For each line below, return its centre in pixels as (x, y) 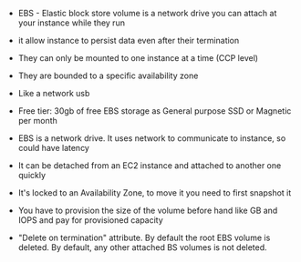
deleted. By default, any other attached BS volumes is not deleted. (142, 247)
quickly (32, 175)
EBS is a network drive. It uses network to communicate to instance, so (152, 138)
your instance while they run (72, 23)
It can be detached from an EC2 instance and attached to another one (150, 166)
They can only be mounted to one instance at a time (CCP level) (138, 58)
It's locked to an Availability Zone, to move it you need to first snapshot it (155, 193)
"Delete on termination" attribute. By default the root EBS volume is (144, 237)
